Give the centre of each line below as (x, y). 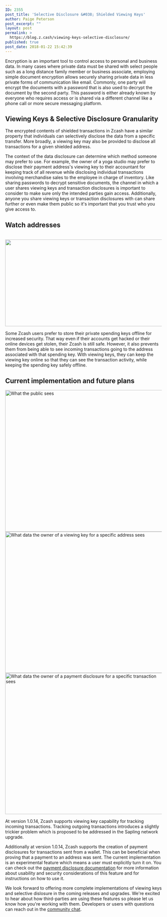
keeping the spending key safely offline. (46, 365)
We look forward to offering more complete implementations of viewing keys (83, 888)
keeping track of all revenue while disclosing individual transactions (74, 172)
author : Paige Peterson (30, 19)
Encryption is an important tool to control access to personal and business (81, 61)
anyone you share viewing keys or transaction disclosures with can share (80, 199)
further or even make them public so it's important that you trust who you (80, 204)
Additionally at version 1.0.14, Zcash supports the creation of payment (76, 847)
